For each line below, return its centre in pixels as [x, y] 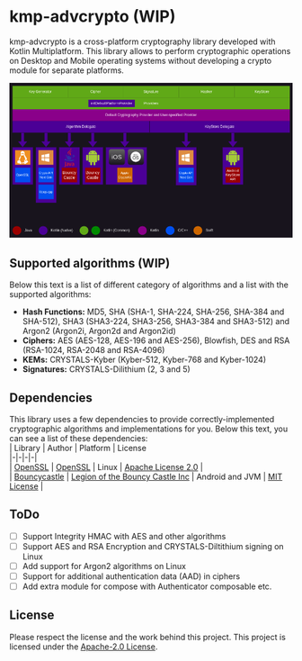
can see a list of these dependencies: [79, 438]
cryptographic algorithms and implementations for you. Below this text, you [149, 429]
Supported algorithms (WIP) [90, 263]
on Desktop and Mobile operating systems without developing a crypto [141, 60]
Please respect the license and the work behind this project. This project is [147, 637]
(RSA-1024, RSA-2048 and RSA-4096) [93, 350]
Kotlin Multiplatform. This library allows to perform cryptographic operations [150, 50]
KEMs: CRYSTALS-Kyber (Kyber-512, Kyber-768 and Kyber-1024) [144, 360]
